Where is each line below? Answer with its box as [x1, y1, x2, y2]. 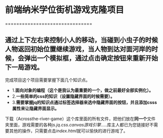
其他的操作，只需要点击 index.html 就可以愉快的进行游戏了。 [9, 128, 128, 134]
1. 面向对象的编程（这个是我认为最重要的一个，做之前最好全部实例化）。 [12, 87, 154, 93]
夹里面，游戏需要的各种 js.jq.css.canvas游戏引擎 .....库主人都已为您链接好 [5, 122, 150, 127]
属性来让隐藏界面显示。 [12, 105, 59, 111]
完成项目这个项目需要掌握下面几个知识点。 [5, 77, 90, 83]
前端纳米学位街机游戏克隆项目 [5, 4, 125, 15]
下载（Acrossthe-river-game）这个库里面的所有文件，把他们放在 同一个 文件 [5, 116, 156, 122]
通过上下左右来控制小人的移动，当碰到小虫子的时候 [5, 36, 158, 44]
